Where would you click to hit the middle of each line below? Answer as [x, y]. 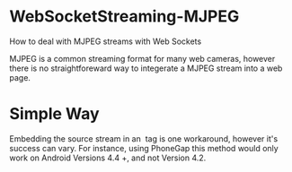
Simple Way [55, 114]
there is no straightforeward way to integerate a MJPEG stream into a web [146, 68]
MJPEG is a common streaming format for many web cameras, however [142, 58]
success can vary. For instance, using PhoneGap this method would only [144, 148]
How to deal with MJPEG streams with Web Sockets [106, 41]
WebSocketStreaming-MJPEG [124, 17]
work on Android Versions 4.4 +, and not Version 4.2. [108, 158]
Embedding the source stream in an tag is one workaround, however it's [144, 138]
